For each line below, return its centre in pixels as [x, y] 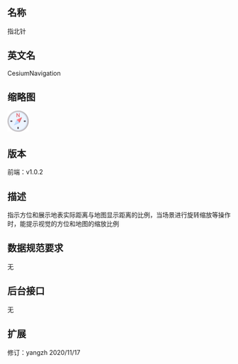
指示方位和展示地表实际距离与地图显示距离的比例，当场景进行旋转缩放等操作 [119, 215]
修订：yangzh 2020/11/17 [44, 352]
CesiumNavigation [34, 73]
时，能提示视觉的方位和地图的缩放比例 [63, 224]
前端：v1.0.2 [25, 172]
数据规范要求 [35, 248]
